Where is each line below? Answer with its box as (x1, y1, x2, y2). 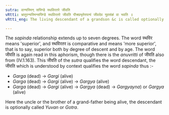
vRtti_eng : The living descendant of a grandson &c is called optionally (5, 17, 164, 22)
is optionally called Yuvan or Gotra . (5, 104, 78, 110)
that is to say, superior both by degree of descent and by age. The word (5, 46, 155, 52)
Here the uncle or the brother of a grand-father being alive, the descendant (5, 99, 162, 105)
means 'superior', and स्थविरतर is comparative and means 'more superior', (5, 41, 157, 47)
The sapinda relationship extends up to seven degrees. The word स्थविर (5, 35, 153, 41)
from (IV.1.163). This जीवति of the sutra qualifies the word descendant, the (5, 57, 156, 64)
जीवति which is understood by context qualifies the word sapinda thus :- (5, 63, 154, 69)
